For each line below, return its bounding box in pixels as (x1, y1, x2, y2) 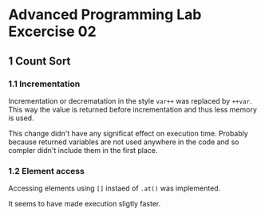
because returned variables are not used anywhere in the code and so (8, 137, 239, 147)
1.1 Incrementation (8, 78, 81, 89)
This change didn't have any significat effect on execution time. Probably (8, 128, 249, 138)
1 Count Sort (8, 54, 71, 68)
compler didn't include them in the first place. (8, 145, 158, 155)
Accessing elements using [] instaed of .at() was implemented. (8, 183, 221, 193)
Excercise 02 (8, 22, 97, 41)
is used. (8, 113, 34, 123)
